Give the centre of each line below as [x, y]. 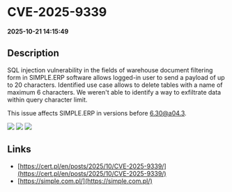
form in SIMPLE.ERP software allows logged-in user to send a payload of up [116, 77]
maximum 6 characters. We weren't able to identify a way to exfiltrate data [114, 92]
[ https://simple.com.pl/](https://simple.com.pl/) [85, 181]
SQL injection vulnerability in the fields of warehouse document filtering [110, 70]
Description [33, 53]
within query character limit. [47, 99]
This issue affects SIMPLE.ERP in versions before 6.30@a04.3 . [97, 113]
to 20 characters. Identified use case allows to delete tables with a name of [115, 85]
